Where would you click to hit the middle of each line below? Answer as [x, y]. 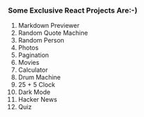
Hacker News [38, 100]
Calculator [33, 70]
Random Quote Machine [53, 33]
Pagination [34, 55]
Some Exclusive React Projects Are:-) [73, 10]
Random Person [41, 40]
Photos [28, 48]
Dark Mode [34, 92]
